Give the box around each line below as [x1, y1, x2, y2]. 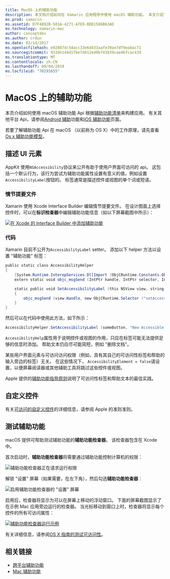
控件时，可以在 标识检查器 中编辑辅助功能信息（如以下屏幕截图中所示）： [5, 209, 154, 215]
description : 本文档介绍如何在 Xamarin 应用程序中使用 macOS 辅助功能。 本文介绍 [5, 12, 164, 17]
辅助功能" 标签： [13, 253, 48, 259]
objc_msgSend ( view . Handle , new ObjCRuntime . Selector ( [23, 296, 144, 301]
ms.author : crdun [5, 36, 42, 41]
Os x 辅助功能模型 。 [5, 133, 47, 139]
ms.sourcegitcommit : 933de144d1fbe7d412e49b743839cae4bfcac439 [5, 50, 142, 55]
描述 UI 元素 [5, 150, 42, 158]
